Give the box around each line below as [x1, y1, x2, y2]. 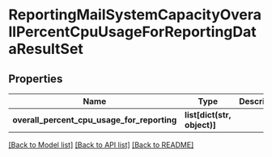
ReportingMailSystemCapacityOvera [8, 6, 261, 24]
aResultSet [8, 40, 83, 58]
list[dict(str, [185, 109, 232, 120]
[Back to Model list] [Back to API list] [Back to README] [8, 140, 194, 150]
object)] [185, 119, 216, 130]
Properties [8, 72, 63, 85]
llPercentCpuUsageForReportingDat [8, 23, 257, 41]
